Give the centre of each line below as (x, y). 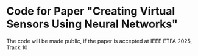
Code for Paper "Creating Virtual (91, 11)
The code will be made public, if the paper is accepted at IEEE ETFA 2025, (99, 41)
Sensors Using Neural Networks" (92, 24)
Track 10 (17, 47)
